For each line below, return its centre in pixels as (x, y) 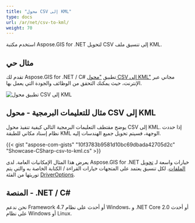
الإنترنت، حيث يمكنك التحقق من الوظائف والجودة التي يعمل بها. (74, 83)
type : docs (19, 17)
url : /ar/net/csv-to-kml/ (37, 22)
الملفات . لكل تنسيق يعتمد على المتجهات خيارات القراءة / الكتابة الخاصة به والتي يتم (96, 168)
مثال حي (20, 63)
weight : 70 (19, 28)
